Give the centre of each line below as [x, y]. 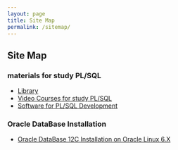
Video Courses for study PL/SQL [65, 99]
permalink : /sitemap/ [39, 27]
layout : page [26, 14]
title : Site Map [31, 20]
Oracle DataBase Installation [57, 124]
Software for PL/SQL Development [68, 106]
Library [28, 91]
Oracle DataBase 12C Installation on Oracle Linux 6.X [94, 139]
